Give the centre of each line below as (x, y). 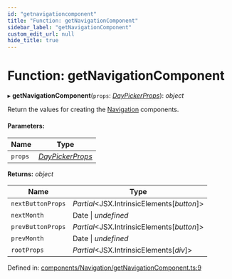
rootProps (27, 250)
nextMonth (27, 215)
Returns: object (31, 174)
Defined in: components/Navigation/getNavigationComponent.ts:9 (104, 268)
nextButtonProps (38, 204)
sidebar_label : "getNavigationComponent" (70, 27)
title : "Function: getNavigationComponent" (73, 21)
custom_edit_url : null (41, 34)
